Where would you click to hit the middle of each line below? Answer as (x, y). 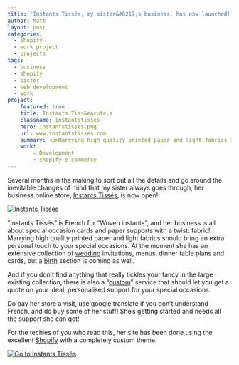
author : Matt (27, 21)
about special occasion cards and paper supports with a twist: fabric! (109, 230)
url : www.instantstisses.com (63, 133)
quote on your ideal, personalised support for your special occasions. (109, 289)
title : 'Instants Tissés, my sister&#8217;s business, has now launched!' (121, 14)
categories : (25, 34)
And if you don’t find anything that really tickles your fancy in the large (110, 274)
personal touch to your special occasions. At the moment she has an (108, 245)
